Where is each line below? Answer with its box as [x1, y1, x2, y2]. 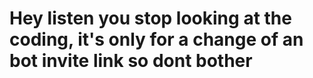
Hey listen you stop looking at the [9, 7, 292, 30]
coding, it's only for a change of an [9, 28, 304, 51]
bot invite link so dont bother [9, 50, 253, 72]
